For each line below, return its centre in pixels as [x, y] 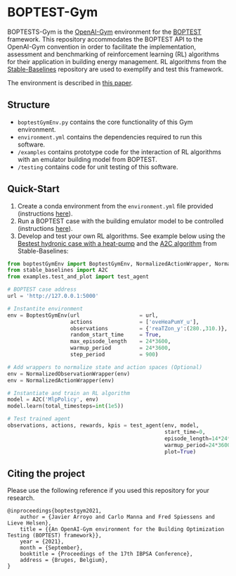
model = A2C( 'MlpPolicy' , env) [53, 400]
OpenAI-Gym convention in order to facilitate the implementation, [102, 46]
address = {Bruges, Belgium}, [64, 561]
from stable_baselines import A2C [58, 270]
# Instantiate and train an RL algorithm [69, 393]
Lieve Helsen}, [29, 523]
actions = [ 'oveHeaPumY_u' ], [135, 322]
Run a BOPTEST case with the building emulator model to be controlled [120, 221]
